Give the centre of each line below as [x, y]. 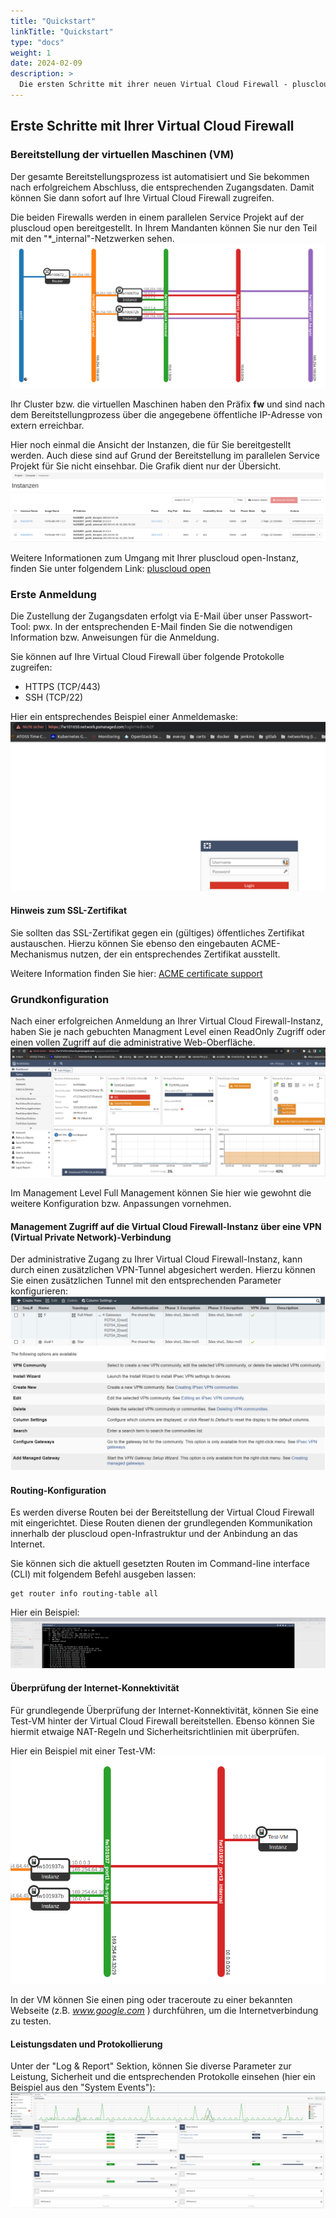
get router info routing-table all [84, 1594]
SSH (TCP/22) [54, 697]
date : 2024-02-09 [46, 63]
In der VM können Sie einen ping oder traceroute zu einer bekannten [151, 1999]
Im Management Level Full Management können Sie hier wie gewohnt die [161, 1193]
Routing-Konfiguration [58, 1490]
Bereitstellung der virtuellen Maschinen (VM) [122, 155]
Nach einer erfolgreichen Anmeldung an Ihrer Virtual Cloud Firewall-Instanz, [167, 1021]
